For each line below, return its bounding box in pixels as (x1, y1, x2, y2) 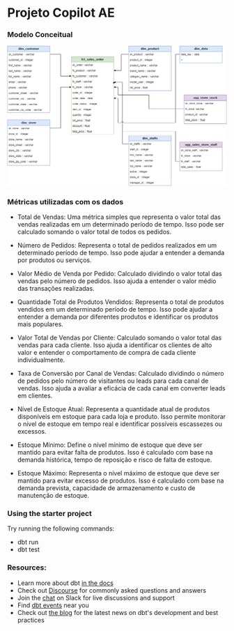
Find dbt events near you (17, 601, 89, 609)
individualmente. (17, 356, 65, 364)
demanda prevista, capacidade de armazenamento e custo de (17, 484, 196, 492)
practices (17, 616, 45, 624)
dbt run (17, 538, 39, 547)
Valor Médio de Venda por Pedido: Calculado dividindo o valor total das (17, 270, 222, 278)
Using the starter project (7, 509, 93, 519)
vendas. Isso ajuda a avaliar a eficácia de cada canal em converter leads (17, 384, 226, 393)
